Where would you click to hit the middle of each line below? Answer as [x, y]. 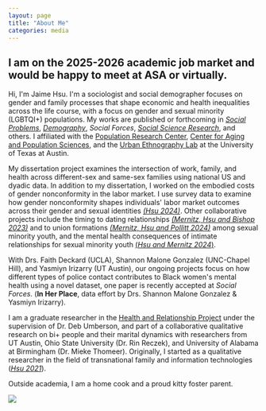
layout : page [30, 16]
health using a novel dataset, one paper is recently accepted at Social [122, 285]
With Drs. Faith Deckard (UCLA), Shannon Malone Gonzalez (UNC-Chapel [129, 260]
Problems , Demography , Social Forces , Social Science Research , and [122, 128]
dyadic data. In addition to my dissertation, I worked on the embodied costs [132, 186]
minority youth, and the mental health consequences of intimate [113, 236]
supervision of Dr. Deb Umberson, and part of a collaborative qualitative [126, 326]
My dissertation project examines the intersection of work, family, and [122, 169]
